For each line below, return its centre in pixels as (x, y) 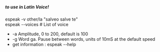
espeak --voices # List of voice (37, 24)
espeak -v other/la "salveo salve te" (41, 19)
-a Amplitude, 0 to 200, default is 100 (50, 34)
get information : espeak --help (44, 44)
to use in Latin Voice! (27, 7)
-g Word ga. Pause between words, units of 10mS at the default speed (84, 39)
